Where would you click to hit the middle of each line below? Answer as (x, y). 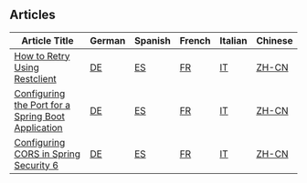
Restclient (35, 78)
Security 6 (37, 165)
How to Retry (42, 56)
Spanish (152, 40)
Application (38, 127)
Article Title (48, 40)
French (195, 40)
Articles (33, 15)
